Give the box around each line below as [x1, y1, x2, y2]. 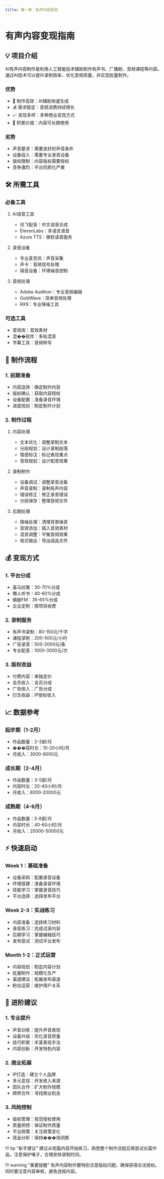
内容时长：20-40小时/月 [12, 783, 62, 789]
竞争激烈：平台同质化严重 [12, 164, 65, 170]
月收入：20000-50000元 [12, 828, 64, 834]
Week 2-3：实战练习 [5, 907, 55, 914]
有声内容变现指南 [5, 30, 76, 41]
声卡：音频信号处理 [19, 261, 60, 267]
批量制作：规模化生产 [12, 970, 56, 976]
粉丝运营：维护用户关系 [12, 982, 61, 989]
